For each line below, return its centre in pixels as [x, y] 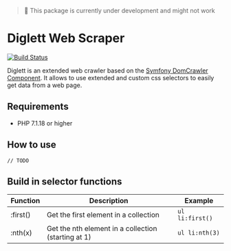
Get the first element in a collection [103, 215]
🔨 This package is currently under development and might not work [119, 11]
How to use [32, 145]
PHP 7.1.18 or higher [45, 123]
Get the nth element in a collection [102, 228]
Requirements [38, 107]
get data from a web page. [45, 85]
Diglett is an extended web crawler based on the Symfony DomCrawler [108, 70]
